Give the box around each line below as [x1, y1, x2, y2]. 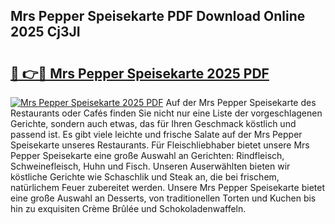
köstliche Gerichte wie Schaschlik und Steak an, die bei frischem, [10, 171, 280, 183]
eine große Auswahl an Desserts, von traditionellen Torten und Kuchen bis [10, 192, 317, 204]
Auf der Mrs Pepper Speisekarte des [165, 97, 317, 108]
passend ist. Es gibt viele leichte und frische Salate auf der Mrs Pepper [10, 129, 303, 140]
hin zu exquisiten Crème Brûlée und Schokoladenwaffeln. [10, 203, 247, 214]
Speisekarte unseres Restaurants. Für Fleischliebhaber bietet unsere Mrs [10, 139, 310, 151]
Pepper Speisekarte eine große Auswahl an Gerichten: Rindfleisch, [10, 150, 285, 161]
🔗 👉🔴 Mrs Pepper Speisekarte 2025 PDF [10, 65, 270, 82]
